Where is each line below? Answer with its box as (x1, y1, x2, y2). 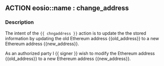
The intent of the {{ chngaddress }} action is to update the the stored (5, 30, 147, 36)
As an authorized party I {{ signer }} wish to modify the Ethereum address (5, 50, 155, 56)
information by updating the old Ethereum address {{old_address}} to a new (5, 35, 160, 41)
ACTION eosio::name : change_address (5, 4, 129, 12)
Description (5, 19, 34, 26)
